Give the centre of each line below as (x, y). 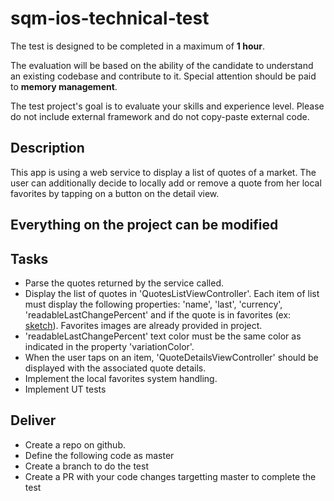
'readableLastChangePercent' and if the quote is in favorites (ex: (158, 314)
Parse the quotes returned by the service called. (124, 283)
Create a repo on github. (75, 444)
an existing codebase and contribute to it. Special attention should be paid (163, 76)
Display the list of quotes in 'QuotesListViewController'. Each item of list (172, 293)
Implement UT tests (65, 389)
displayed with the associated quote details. (115, 368)
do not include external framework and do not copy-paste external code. (160, 116)
